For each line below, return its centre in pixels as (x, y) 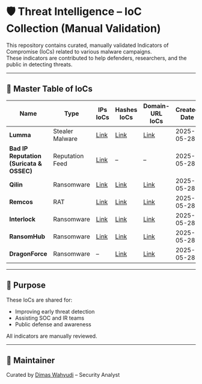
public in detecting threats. (39, 64)
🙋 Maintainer (31, 360)
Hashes (126, 110)
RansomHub (27, 237)
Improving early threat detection (55, 311)
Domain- (157, 106)
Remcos (21, 202)
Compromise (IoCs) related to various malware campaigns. (79, 51)
